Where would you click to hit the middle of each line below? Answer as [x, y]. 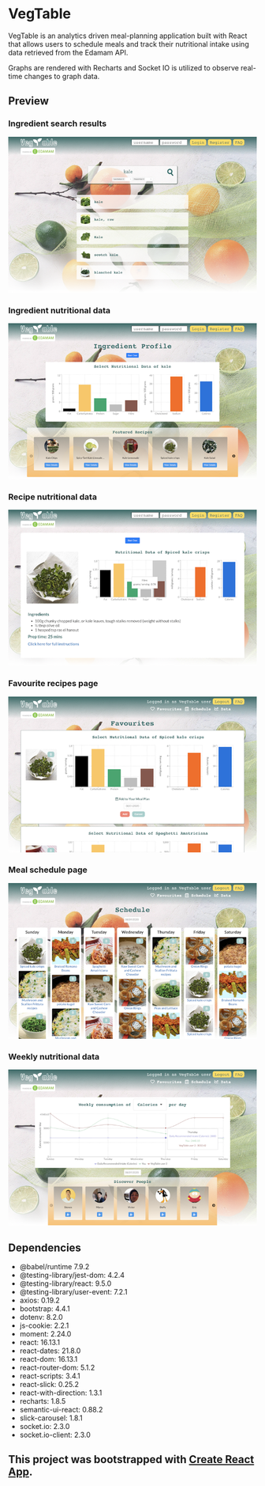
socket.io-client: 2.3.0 [55, 1435]
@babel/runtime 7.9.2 [54, 1266]
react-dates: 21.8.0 [50, 1351]
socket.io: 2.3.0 [45, 1426]
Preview [29, 101]
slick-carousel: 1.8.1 [51, 1418]
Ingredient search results [58, 123]
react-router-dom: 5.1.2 [57, 1367]
